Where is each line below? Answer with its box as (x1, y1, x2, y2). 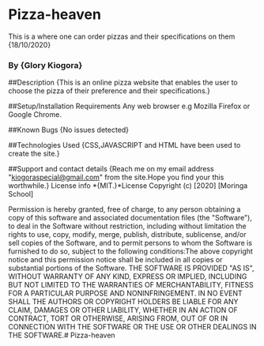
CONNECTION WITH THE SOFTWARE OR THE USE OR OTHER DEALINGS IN (8, 322, 257, 332)
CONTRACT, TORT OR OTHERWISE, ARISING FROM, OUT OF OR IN (8, 314, 228, 323)
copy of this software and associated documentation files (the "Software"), (8, 213, 253, 223)
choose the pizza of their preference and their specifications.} (8, 86, 211, 96)
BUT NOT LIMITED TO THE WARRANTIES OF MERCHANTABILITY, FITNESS (8, 280, 255, 290)
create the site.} (8, 149, 61, 159)
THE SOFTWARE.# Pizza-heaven (8, 330, 116, 340)
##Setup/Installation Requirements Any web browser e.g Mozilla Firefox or (8, 101, 251, 111)
